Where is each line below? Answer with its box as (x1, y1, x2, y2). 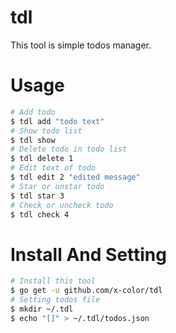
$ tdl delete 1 (10, 154, 74, 164)
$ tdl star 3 (10, 191, 65, 201)
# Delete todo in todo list (10, 144, 128, 155)
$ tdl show (10, 135, 56, 145)
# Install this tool (10, 276, 97, 286)
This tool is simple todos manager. (10, 39, 152, 51)
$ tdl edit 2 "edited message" (10, 172, 141, 182)
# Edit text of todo (10, 163, 97, 173)
